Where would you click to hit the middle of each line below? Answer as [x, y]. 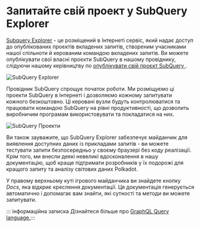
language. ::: [21, 217]
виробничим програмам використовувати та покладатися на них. [90, 114]
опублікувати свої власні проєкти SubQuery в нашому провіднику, [91, 59]
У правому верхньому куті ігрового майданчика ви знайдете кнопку [93, 180]
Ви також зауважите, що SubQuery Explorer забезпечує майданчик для [97, 137]
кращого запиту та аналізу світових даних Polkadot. [72, 169]
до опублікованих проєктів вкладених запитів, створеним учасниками [96, 47]
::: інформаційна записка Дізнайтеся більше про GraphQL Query [87, 211]
